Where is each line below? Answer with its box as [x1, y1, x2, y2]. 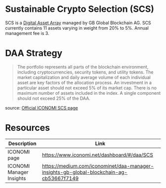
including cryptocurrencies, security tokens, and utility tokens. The [17, 69, 154, 75]
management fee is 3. [5, 30, 49, 36]
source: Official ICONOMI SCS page [5, 105, 78, 111]
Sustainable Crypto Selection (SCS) [5, 3, 155, 15]
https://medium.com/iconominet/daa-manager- [41, 162, 154, 169]
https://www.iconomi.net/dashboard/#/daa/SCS [41, 151, 153, 158]
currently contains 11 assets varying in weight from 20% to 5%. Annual [5, 25, 149, 31]
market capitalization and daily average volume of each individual [17, 74, 151, 80]
